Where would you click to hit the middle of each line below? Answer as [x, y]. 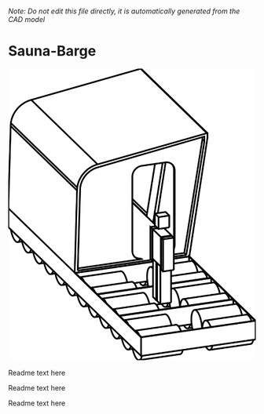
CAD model [27, 19]
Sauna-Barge [52, 51]
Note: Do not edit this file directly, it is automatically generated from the [124, 11]
